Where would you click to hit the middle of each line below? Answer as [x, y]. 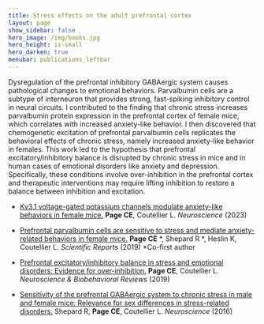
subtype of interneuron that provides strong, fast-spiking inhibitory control [129, 99]
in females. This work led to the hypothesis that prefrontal [102, 149]
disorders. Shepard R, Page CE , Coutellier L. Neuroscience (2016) [126, 311]
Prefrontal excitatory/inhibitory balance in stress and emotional [121, 262]
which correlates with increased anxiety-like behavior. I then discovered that [132, 124]
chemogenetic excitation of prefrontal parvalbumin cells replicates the [122, 132]
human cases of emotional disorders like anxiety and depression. [114, 166]
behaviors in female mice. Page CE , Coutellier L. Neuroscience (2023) [133, 215]
